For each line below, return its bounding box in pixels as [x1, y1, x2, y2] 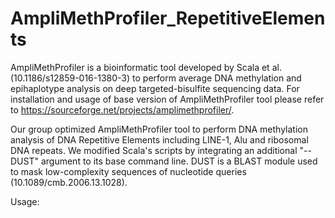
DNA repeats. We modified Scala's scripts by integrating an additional [10, 144, 298, 156]
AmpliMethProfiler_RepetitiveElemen [10, 7, 326, 30]
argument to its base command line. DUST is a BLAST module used [40, 155, 318, 167]
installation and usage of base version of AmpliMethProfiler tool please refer [10, 93, 325, 105]
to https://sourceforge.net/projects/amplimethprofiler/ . [10, 103, 235, 116]
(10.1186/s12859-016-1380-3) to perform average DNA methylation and [10, 72, 302, 84]
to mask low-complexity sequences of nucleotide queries [10, 165, 247, 177]
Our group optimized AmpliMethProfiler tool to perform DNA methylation [10, 123, 309, 135]
